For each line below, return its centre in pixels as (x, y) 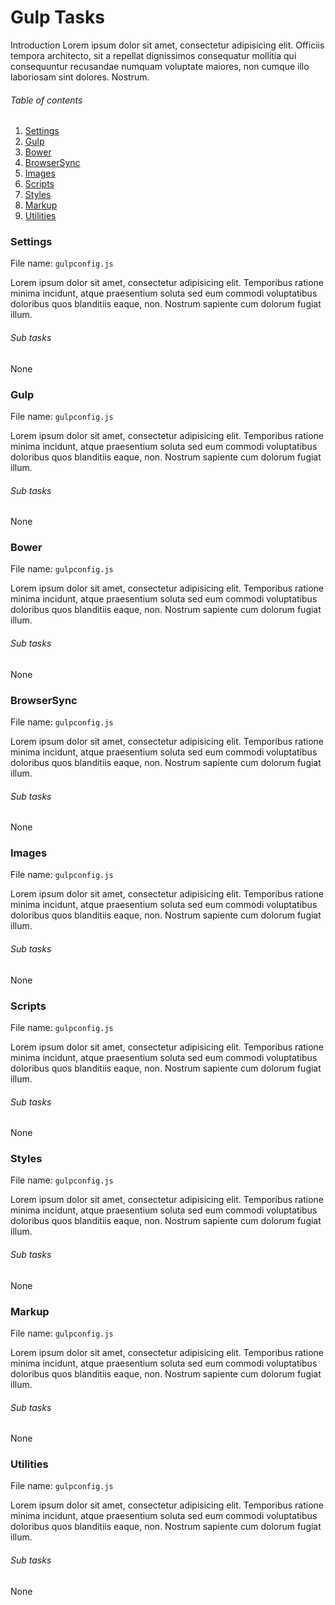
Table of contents (46, 100)
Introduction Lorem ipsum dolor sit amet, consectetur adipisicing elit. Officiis (167, 45)
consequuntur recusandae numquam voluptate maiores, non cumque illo (160, 66)
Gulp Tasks (57, 17)
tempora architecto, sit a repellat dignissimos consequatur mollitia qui (153, 55)
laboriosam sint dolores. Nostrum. (80, 77)
